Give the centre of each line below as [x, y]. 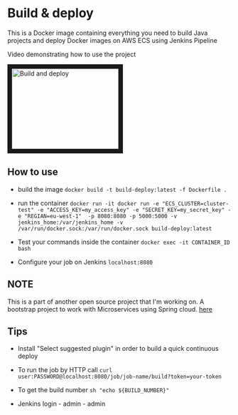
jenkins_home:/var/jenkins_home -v [70, 222]
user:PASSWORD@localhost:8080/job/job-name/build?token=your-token [119, 377]
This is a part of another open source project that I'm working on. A [106, 302]
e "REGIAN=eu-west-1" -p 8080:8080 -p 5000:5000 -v [97, 216]
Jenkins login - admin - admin [61, 404]
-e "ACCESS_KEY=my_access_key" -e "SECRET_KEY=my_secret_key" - [134, 210]
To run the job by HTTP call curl [65, 370]
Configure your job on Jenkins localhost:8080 [85, 262]
